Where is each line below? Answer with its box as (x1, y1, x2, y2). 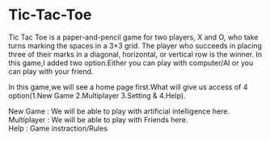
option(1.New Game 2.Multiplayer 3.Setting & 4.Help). (8, 90, 186, 100)
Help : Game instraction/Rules (8, 123, 108, 133)
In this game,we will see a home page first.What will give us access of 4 (8, 82, 248, 92)
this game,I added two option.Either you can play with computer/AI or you (8, 58, 254, 68)
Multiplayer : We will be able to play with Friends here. (8, 114, 188, 124)
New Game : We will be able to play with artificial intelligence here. (8, 106, 230, 116)
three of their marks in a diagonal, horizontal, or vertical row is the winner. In (8, 49, 263, 59)
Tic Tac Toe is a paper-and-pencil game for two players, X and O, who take (8, 32, 259, 42)
